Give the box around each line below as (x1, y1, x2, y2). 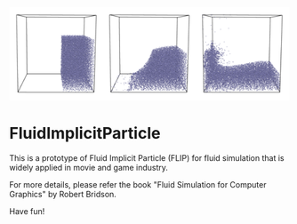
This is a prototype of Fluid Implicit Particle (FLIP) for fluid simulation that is (9, 152, 285, 163)
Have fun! (9, 205, 45, 216)
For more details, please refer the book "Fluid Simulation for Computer (9, 179, 267, 189)
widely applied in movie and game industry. (9, 162, 169, 172)
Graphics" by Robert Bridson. (9, 188, 117, 199)
